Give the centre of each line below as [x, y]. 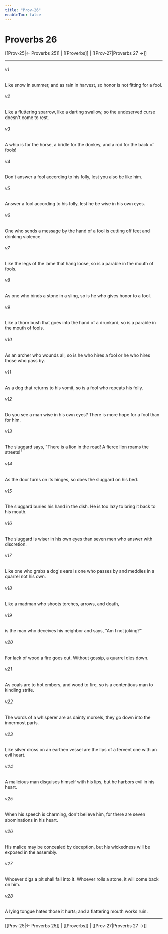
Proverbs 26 [31, 39]
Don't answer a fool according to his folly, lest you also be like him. [74, 177]
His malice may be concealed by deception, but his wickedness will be [78, 847]
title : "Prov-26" [23, 10]
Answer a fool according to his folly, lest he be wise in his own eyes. [75, 204]
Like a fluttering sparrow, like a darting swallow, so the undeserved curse [80, 112]
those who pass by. [25, 361]
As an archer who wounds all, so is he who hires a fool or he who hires [78, 355]
